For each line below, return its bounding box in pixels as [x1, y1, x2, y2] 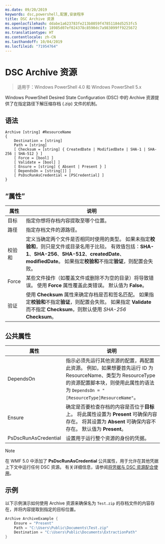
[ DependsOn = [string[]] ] [14, 169, 71, 174]
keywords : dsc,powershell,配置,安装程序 [5, 12, 84, 17]
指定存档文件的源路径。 [26, 226, 80, 233]
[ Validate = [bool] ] [14, 160, 60, 165]
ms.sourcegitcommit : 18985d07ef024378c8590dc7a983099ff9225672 [5, 26, 137, 31]
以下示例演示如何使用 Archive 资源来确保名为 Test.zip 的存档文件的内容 [5, 500, 151, 506]
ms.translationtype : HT [5, 30, 54, 35]
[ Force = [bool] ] [14, 156, 54, 161]
